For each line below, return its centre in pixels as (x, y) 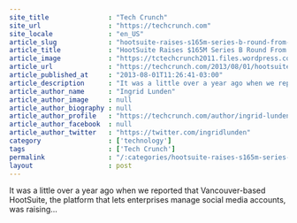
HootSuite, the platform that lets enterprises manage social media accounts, (148, 200)
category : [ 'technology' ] (91, 141)
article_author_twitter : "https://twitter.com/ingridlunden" (130, 133)
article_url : (61, 67)
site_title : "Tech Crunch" (88, 17)
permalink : (61, 157)
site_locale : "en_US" (76, 34)
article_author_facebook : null (71, 125)
